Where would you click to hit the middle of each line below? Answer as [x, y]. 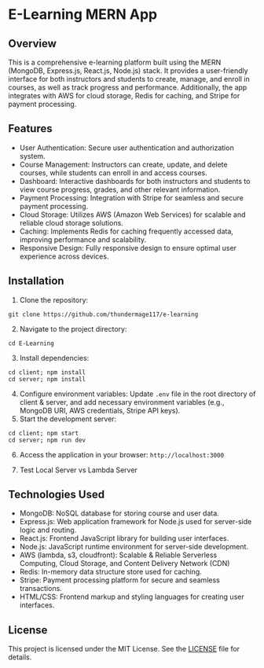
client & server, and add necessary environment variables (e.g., [122, 402]
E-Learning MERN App [83, 15]
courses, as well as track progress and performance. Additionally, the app [128, 87]
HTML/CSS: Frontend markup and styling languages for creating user [132, 597]
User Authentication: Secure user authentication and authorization [126, 148]
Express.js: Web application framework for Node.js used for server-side [136, 522]
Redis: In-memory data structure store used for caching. [110, 572]
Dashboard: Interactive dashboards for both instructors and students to [135, 181]
